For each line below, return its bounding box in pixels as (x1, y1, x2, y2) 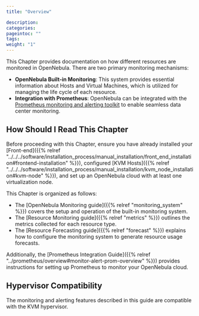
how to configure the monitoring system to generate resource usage (14, 233, 183, 240)
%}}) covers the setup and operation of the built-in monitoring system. (14, 208, 188, 215)
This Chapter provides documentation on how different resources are (6, 58, 176, 65)
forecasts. (14, 239, 40, 246)
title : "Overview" (6, 8, 52, 15)
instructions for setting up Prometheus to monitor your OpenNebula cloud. (6, 263, 189, 271)
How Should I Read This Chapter (6, 124, 129, 134)
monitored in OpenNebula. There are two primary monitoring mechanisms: (6, 64, 189, 71)
